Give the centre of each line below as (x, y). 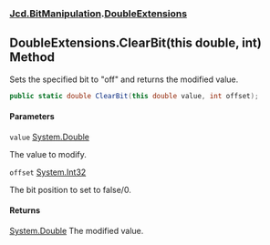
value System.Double (49, 137)
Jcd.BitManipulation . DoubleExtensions (99, 14)
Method (32, 57)
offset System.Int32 (48, 172)
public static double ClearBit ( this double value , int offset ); (134, 96)
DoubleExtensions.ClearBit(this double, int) (135, 43)
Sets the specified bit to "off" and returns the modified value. (124, 79)
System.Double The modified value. (77, 231)
